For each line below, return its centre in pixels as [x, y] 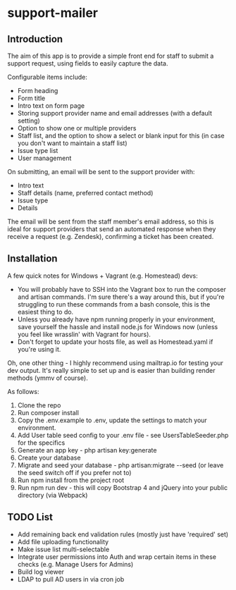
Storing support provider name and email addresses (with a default [115, 113]
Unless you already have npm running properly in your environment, [116, 319]
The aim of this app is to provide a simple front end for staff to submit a [111, 56]
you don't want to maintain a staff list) [73, 143]
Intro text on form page [51, 106]
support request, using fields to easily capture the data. [88, 63]
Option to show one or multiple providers [77, 128]
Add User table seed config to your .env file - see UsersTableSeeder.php [123, 435]
